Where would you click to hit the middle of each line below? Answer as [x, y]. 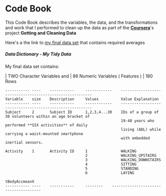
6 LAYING [110, 173]
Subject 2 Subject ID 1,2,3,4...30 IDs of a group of [82, 112]
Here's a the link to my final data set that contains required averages [75, 42]
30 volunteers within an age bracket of [48, 116]
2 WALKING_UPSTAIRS [121, 155]
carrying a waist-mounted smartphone [44, 134]
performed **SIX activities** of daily [46, 125]
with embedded [135, 138]
